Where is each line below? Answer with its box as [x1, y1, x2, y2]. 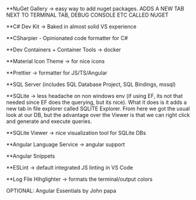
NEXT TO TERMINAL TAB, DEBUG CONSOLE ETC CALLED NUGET [6, 11, 169, 19]
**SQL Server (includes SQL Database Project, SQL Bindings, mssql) [6, 81, 176, 88]
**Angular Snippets [6, 152, 55, 159]
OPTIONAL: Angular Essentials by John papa [6, 187, 116, 194]
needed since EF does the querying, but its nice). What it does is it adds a [6, 99, 187, 106]
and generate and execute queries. [6, 118, 92, 125]
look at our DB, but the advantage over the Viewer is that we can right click [6, 112, 190, 118]
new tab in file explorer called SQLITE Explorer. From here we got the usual [6, 105, 190, 112]
